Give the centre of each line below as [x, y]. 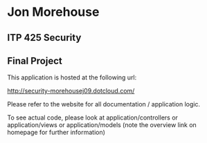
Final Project [35, 60]
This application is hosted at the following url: [72, 77]
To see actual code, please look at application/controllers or [93, 117]
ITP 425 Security [44, 38]
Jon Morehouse [53, 12]
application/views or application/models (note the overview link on [102, 125]
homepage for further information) [56, 133]
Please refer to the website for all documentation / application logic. [104, 104]
